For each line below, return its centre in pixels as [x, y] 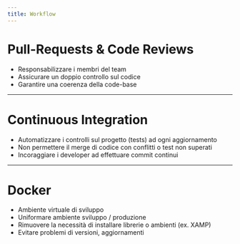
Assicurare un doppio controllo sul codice [79, 76]
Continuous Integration [78, 120]
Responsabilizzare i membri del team [72, 69]
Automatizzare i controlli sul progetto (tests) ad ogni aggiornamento [117, 139]
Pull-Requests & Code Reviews [101, 49]
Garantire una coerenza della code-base [77, 84]
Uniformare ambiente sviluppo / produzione [82, 218]
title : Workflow [31, 14]
